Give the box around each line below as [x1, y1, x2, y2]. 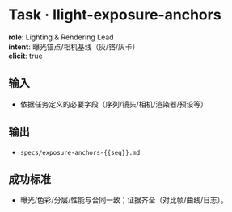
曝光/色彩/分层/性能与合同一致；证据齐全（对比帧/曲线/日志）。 [19, 195, 229, 205]
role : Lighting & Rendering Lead [8, 32, 115, 42]
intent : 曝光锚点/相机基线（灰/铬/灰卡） [8, 42, 140, 52]
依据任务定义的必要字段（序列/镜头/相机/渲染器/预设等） [19, 99, 208, 109]
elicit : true [8, 51, 43, 60]
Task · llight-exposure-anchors [8, 6, 221, 24]
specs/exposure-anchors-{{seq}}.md [19, 148, 141, 156]
